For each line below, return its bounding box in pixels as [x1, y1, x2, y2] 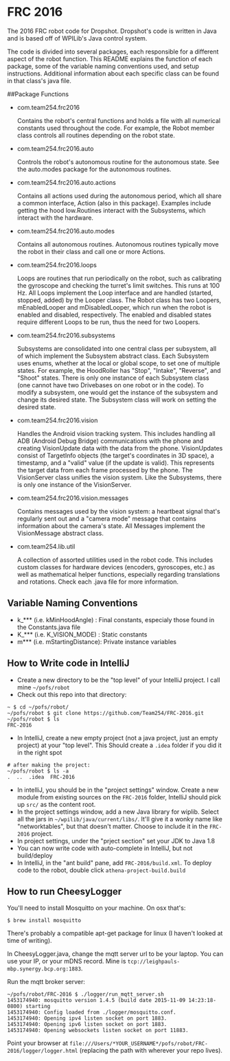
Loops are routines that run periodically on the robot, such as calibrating [16, 274, 222, 282]
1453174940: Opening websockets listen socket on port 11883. [7, 1027, 189, 1034]
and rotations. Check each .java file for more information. [16, 578, 179, 586]
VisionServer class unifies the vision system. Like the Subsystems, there [16, 473, 222, 481]
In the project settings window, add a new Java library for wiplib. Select [16, 808, 220, 816]
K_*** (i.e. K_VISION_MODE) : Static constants [16, 630, 148, 639]
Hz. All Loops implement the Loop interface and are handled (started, [16, 288, 214, 297]
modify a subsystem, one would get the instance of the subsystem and [16, 388, 218, 396]
